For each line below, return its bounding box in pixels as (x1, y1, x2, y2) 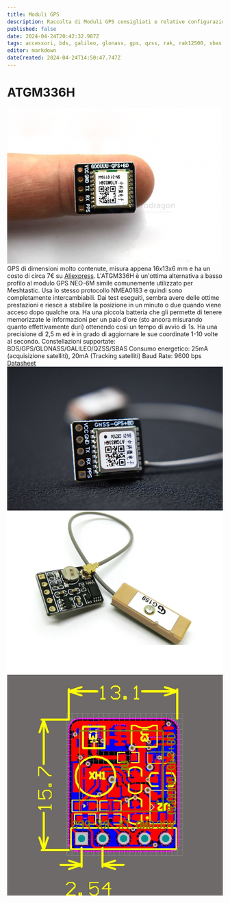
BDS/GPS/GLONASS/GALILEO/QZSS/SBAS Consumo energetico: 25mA (7, 344, 209, 353)
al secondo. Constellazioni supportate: (7, 337, 116, 345)
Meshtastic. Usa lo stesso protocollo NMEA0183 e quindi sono (7, 286, 183, 294)
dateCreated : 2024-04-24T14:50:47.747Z (7, 55, 121, 62)
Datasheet (7, 359, 36, 367)
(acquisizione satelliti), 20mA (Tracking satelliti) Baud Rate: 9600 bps (7, 351, 202, 359)
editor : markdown (7, 47, 57, 54)
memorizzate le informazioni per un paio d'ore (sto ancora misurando (7, 315, 203, 323)
